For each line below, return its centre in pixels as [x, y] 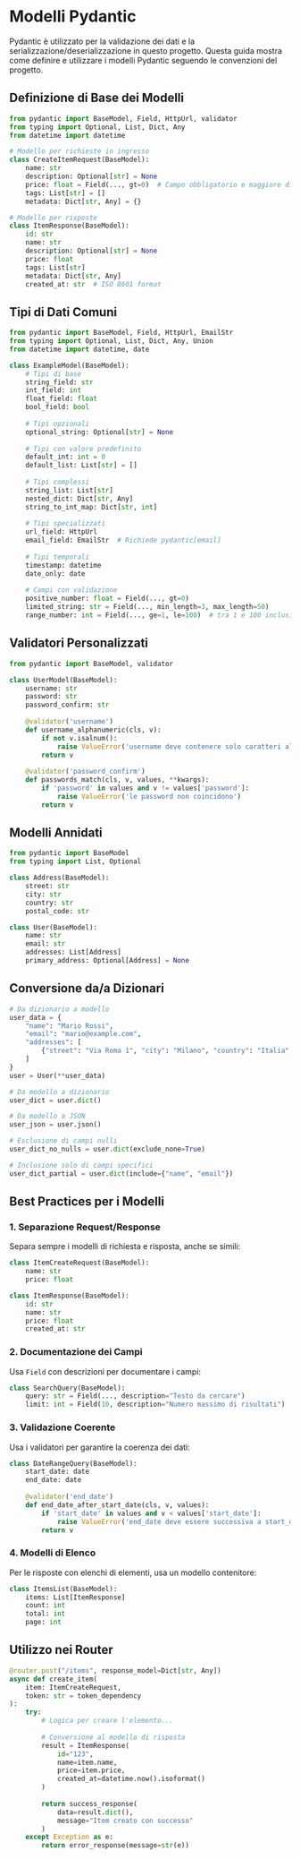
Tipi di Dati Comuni [63, 312]
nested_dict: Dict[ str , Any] [79, 499]
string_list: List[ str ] [70, 490]
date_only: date [56, 574]
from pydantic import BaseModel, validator [92, 664]
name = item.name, [87, 1762]
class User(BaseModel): [54, 927]
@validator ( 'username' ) [70, 722]
